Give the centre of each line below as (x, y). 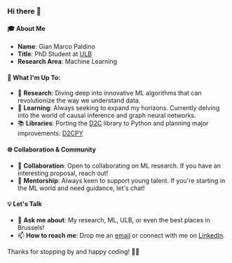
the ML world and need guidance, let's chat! (81, 188)
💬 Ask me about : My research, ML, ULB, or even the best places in (114, 220)
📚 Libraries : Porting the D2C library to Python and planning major (113, 123)
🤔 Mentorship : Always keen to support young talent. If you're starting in (121, 180)
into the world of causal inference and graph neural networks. (107, 116)
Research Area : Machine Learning (67, 62)
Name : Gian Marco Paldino (56, 47)
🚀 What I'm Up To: (34, 77)
